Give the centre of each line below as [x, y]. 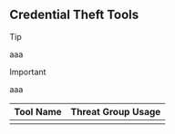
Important [28, 72]
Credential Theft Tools [74, 15]
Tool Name [38, 111]
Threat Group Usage [116, 111]
